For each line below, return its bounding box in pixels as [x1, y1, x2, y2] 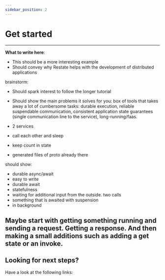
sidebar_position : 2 [5, 7, 48, 12]
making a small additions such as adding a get [5, 232, 149, 240]
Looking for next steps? [5, 256, 79, 265]
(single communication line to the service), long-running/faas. [12, 114, 137, 120]
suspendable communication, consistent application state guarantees [12, 108, 153, 114]
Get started [5, 28, 53, 39]
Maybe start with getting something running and [5, 216, 157, 224]
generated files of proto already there [12, 152, 88, 157]
